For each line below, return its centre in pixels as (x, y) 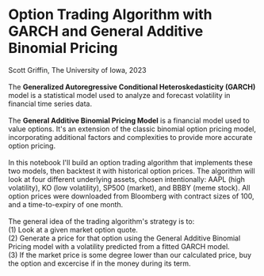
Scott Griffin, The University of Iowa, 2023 (77, 70)
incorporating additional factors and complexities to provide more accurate (130, 137)
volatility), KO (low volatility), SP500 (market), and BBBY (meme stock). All (129, 187)
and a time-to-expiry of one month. (66, 204)
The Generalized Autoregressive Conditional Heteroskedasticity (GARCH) (132, 87)
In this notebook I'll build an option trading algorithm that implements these (130, 162)
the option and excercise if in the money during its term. (100, 263)
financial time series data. (50, 104)
